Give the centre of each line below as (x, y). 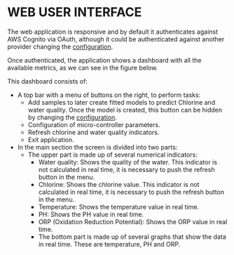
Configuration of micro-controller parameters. (94, 124)
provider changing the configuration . (60, 46)
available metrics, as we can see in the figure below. (83, 67)
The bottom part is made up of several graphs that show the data (132, 237)
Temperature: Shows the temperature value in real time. (119, 207)
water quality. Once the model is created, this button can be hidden (125, 110)
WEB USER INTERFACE (75, 12)
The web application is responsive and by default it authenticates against (113, 32)
